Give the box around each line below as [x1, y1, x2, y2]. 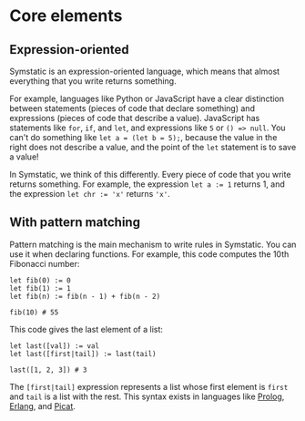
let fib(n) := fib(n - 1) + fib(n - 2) [9, 292, 161, 301]
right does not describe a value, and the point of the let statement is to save [9, 142, 297, 152]
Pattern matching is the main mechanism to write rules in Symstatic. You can [9, 239, 297, 250]
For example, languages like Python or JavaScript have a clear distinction [9, 93, 285, 104]
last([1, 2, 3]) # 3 [9, 365, 88, 375]
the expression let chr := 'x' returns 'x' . [9, 189, 170, 199]
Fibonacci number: [9, 258, 80, 269]
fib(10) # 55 [9, 307, 59, 317]
